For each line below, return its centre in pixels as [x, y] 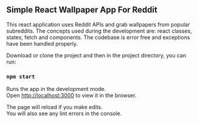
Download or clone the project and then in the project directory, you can [96, 55]
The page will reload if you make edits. [54, 107]
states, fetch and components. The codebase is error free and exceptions [98, 37]
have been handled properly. [42, 43]
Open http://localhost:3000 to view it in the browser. [71, 95]
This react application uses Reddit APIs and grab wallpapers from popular [98, 24]
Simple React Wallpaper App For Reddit [82, 10]
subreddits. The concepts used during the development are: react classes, [99, 31]
